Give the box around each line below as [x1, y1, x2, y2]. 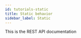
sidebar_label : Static [5, 16, 51, 20]
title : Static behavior [5, 11, 53, 16]
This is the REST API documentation [5, 29, 77, 35]
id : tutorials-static [5, 7, 49, 12]
